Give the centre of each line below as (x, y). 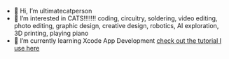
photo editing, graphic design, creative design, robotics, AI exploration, (116, 26)
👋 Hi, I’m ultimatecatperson (53, 11)
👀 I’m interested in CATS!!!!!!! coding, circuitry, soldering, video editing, (116, 18)
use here (27, 48)
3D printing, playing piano (51, 33)
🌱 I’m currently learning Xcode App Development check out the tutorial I (118, 41)
